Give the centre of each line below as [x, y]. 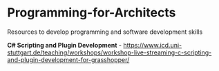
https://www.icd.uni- [153, 45]
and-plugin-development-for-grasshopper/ [68, 59]
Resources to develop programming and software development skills [105, 32]
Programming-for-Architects [92, 13]
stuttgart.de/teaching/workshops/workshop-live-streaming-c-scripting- [109, 52]
